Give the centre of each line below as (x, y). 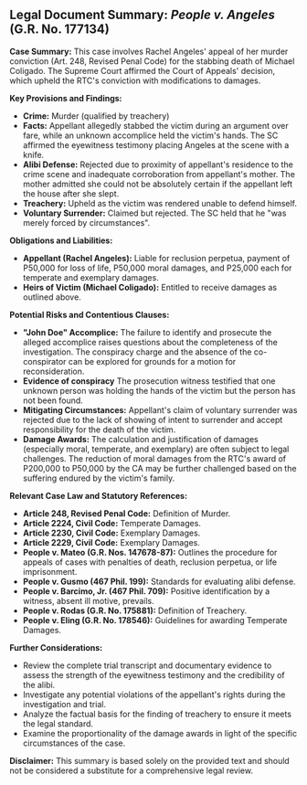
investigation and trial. (64, 704)
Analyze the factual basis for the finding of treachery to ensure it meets (157, 714)
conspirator (44, 361)
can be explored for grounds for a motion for (152, 361)
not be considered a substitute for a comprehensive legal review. (132, 770)
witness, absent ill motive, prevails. (89, 600)
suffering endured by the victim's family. (99, 478)
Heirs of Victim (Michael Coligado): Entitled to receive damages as (149, 287)
